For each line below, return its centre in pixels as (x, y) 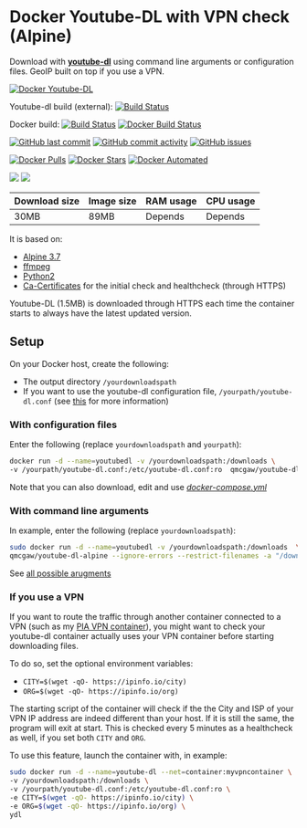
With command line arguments (79, 510)
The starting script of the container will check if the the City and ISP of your (152, 708)
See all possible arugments (60, 573)
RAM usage (171, 201)
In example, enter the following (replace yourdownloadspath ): (122, 530)
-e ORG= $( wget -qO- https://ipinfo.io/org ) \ (97, 806)
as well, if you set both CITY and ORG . (78, 738)
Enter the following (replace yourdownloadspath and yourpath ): (126, 445)
